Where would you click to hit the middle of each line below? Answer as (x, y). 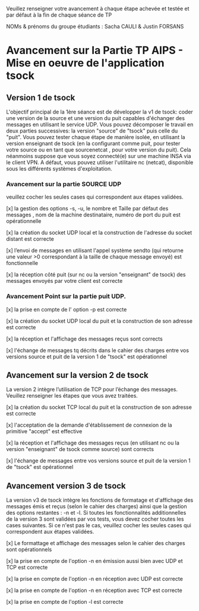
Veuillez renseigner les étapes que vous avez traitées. (72, 396)
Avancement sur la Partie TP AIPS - (95, 51)
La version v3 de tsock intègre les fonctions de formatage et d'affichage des (100, 500)
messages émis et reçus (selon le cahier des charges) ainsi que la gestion (97, 506)
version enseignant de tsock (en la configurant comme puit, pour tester (93, 143)
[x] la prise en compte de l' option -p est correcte (67, 309)
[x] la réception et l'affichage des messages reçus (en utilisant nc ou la (93, 443)
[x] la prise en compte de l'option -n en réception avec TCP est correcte (94, 590)
